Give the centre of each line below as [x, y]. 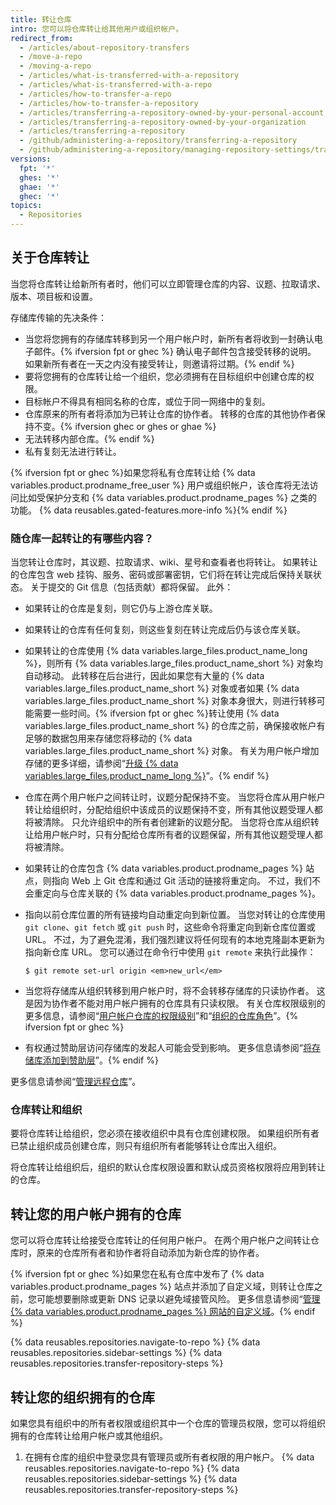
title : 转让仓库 [41, 19]
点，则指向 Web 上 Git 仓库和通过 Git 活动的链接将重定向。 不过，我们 [168, 881]
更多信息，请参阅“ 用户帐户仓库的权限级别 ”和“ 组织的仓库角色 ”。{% [161, 1016]
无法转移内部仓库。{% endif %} [89, 438]
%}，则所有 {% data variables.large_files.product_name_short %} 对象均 [173, 663]
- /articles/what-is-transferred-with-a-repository [129, 76]
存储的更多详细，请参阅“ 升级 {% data [101, 763]
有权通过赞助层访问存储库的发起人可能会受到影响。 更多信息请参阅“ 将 [168, 1048]
